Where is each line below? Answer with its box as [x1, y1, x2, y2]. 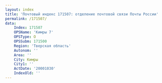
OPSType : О [14, 35, 36, 40]
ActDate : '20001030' [14, 66, 56, 71]
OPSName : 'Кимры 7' [14, 30, 54, 35]
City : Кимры [14, 57, 38, 62]
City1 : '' [14, 62, 34, 66]
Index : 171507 [14, 25, 43, 30]
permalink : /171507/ [5, 16, 47, 21]
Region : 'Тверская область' [14, 43, 71, 48]
